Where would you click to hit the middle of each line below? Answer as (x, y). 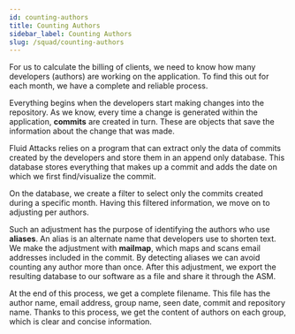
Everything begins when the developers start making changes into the (137, 103)
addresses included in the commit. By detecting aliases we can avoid (135, 258)
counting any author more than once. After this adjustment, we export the (143, 267)
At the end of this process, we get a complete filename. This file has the (140, 293)
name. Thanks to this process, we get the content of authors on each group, (148, 312)
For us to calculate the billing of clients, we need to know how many (132, 67)
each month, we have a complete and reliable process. (109, 86)
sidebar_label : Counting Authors (71, 34)
